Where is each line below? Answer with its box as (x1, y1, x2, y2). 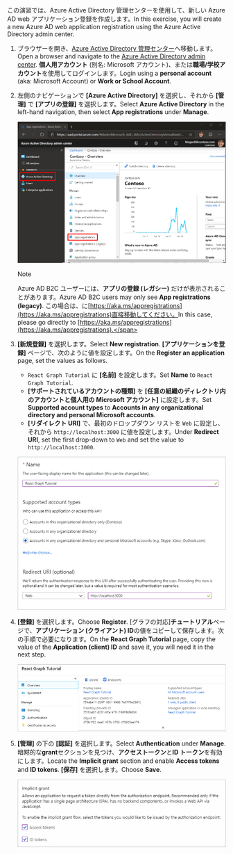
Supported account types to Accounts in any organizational (27, 403, 204, 412)
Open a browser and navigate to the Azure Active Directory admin (17, 52, 206, 61)
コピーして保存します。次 (151, 627, 224, 635)
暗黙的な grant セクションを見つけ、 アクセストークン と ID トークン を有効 (17, 748, 223, 756)
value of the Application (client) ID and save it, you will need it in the (17, 643, 214, 652)
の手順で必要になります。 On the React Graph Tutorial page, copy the (17, 635, 216, 643)
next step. (17, 650, 46, 659)
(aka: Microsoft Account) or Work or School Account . (17, 77, 172, 85)
